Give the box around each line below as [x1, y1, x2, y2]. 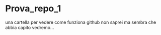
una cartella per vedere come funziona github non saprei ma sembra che [5, 19, 156, 25]
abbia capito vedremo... [5, 24, 54, 30]
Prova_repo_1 [5, 3, 61, 14]
